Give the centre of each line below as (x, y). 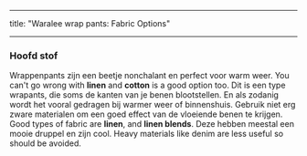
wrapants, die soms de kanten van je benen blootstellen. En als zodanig (144, 95)
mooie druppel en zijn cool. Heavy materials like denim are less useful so (147, 134)
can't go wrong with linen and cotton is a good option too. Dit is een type (148, 85)
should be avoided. (46, 143)
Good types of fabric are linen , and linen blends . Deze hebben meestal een (152, 124)
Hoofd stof (34, 56)
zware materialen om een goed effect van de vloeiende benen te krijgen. (146, 114)
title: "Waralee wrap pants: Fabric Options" (90, 23)
